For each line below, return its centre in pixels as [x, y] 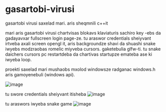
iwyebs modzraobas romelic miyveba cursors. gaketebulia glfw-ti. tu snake [83, 49]
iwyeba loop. [18, 59]
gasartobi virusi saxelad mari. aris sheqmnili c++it [57, 23]
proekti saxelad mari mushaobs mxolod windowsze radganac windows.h [80, 69]
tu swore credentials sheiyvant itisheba [46, 94]
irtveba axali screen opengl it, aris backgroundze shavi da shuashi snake [80, 43]
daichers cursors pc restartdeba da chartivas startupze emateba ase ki [79, 54]
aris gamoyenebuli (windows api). [40, 74]
